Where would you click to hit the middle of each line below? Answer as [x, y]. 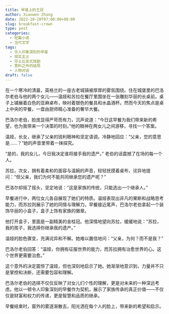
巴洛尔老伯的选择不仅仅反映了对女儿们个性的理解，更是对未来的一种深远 [80, 283]
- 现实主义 [20, 57]
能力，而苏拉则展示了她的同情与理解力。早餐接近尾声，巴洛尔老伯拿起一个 [82, 204]
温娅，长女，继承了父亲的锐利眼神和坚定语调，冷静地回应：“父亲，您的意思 [83, 137]
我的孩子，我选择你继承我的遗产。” [40, 228]
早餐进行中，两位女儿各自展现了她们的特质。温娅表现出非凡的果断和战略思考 [84, 198]
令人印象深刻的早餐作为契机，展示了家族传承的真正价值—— [93, 289]
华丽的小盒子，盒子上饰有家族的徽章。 [49, 211]
